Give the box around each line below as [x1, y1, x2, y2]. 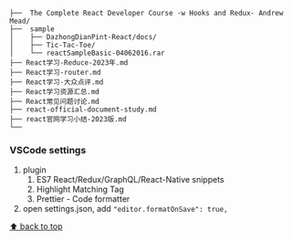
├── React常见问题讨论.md [9, 97, 100, 106]
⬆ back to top [9, 221, 63, 232]
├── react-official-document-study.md [9, 105, 157, 114]
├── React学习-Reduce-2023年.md [9, 58, 129, 68]
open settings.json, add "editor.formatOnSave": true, [22, 204, 228, 215]
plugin [22, 164, 47, 175]
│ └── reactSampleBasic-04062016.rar [9, 48, 166, 58]
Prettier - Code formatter [36, 194, 131, 204]
